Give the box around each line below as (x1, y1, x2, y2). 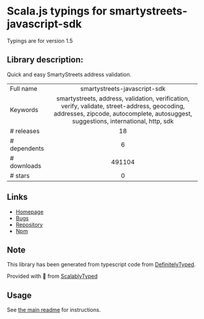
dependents (10, 144, 44, 153)
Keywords (10, 105, 39, 114)
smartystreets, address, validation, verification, (56, 94, 190, 102)
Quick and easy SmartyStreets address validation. (7, 71, 132, 78)
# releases (10, 127, 40, 135)
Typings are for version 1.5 (7, 37, 73, 44)
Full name (10, 84, 38, 93)
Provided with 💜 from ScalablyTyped (7, 272, 98, 280)
